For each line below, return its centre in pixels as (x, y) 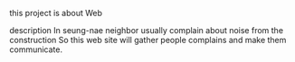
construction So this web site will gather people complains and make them (148, 40)
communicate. (36, 49)
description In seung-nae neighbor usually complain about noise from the (146, 30)
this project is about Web (56, 13)
